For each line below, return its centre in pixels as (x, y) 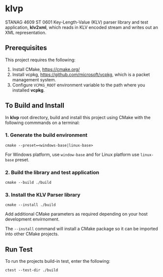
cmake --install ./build (30, 205)
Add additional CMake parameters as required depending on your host (77, 214)
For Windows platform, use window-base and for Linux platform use (72, 154)
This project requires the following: (40, 60)
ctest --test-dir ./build (31, 270)
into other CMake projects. (32, 234)
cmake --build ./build (28, 183)
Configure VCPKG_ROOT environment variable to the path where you (79, 85)
